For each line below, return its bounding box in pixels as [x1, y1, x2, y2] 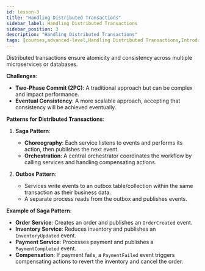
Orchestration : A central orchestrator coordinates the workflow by [24, 152, 192, 159]
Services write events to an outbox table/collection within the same [24, 182, 193, 189]
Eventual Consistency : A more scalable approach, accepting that [15, 97, 181, 104]
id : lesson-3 [6, 9, 40, 15]
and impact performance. [15, 91, 79, 98]
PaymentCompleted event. [15, 245, 76, 252]
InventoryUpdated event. [15, 232, 76, 239]
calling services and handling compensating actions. [24, 159, 157, 165]
